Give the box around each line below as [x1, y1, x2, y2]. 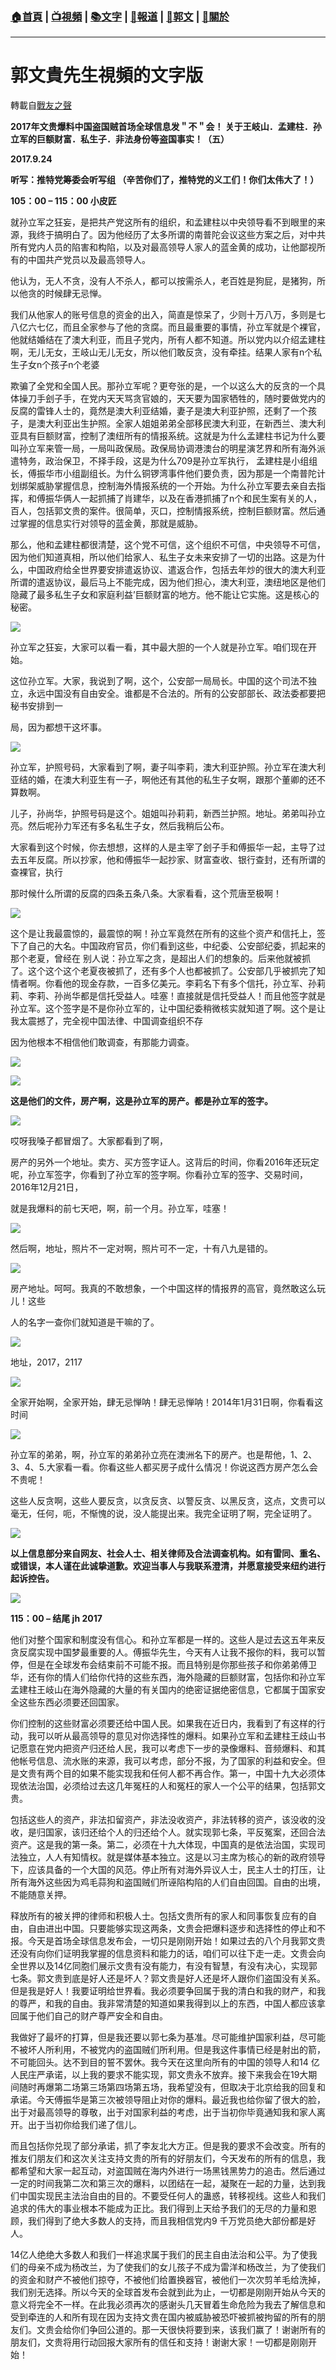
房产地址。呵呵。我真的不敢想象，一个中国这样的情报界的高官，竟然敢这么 [10, 1283, 317, 1295]
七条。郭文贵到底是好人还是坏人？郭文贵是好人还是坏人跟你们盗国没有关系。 [10, 1973, 326, 1985]
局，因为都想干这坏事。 [10, 721, 107, 733]
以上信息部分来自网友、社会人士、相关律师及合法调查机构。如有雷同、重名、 [10, 1548, 326, 1560]
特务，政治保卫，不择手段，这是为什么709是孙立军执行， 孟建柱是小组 [18, 455, 310, 467]
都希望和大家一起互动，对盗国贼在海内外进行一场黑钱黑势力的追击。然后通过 [10, 2165, 326, 2177]
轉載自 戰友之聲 [10, 99, 72, 112]
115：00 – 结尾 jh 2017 [10, 1613, 103, 1625]
